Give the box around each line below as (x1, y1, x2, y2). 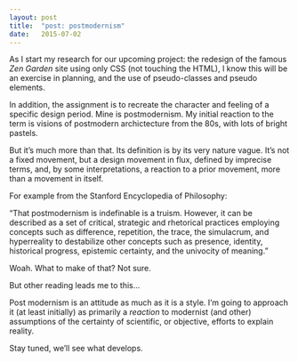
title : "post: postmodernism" (9, 21, 125, 30)
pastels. (9, 128, 38, 139)
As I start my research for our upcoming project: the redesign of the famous (9, 54, 287, 65)
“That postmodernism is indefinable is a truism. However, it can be (9, 208, 254, 219)
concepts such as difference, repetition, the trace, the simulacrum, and (9, 227, 270, 237)
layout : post (9, 12, 58, 22)
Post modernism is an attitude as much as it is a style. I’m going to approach (9, 297, 289, 308)
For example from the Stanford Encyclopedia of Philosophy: (9, 190, 228, 201)
